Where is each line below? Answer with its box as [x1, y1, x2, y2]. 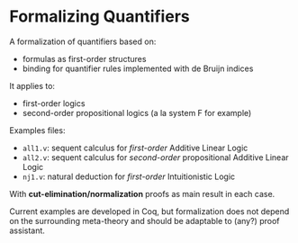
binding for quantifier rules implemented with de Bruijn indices [22, 63, 254, 74]
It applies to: [9, 80, 56, 91]
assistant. [9, 225, 45, 236]
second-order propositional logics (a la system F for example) [22, 107, 252, 118]
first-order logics [22, 97, 86, 109]
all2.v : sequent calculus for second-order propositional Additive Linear [22, 151, 290, 163]
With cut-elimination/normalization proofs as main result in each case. [9, 188, 275, 199]
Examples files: [9, 124, 66, 136]
